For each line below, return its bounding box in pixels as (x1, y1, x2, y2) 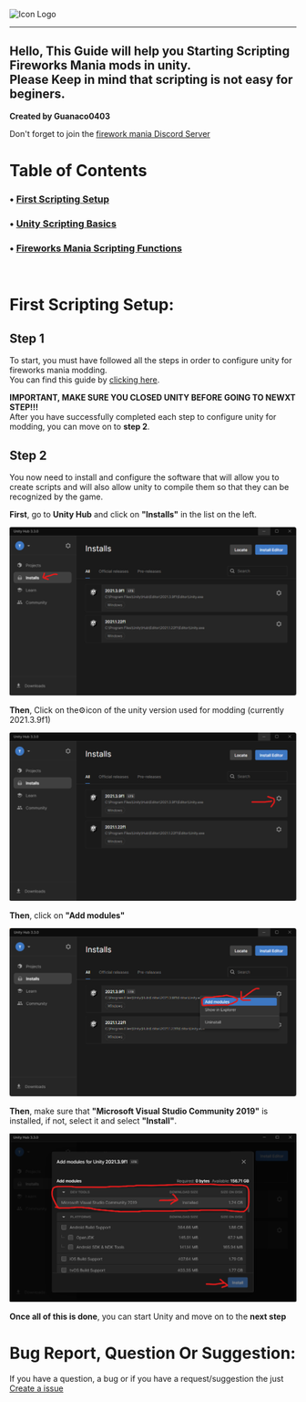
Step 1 (9, 330, 46, 346)
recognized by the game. (9, 491, 104, 502)
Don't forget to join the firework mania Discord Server (9, 128, 211, 139)
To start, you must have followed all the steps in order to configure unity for (9, 355, 292, 366)
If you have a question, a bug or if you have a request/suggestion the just (9, 1374, 284, 1385)
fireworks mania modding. (9, 365, 107, 376)
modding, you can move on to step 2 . (9, 421, 150, 433)
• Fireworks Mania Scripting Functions (9, 242, 182, 255)
